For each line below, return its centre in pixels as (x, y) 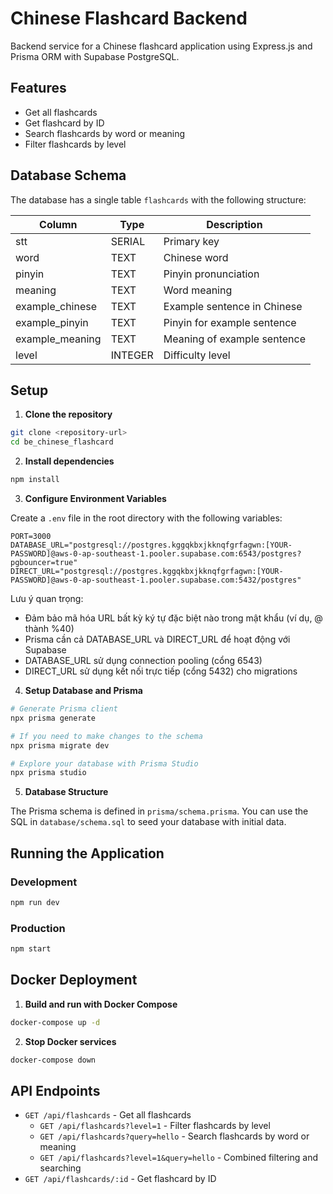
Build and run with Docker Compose (101, 1004)
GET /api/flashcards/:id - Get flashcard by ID (120, 1179)
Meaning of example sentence (234, 339)
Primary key (191, 241)
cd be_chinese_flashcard (62, 442)
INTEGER (132, 355)
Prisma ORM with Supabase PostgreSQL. (95, 56)
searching (60, 1168)
